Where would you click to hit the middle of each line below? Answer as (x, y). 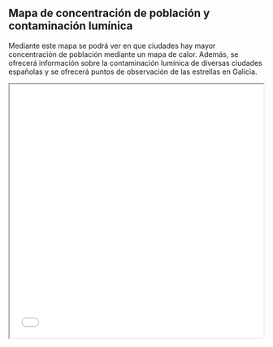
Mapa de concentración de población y (109, 13)
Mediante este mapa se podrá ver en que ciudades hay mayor (112, 46)
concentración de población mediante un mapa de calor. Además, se (123, 54)
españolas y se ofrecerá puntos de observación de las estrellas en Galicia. (133, 72)
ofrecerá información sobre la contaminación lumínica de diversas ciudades (135, 63)
